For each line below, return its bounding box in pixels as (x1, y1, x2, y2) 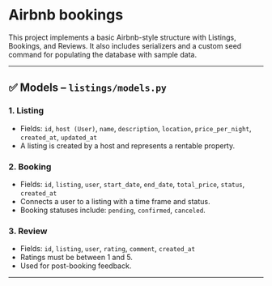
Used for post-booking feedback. (19, 261, 132, 271)
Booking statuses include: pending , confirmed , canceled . (19, 205, 206, 215)
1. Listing (8, 105, 45, 117)
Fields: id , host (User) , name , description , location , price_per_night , (19, 123, 253, 133)
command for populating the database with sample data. (8, 49, 197, 59)
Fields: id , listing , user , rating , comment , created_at (19, 244, 196, 254)
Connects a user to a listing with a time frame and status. (19, 196, 210, 206)
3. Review (8, 225, 48, 237)
